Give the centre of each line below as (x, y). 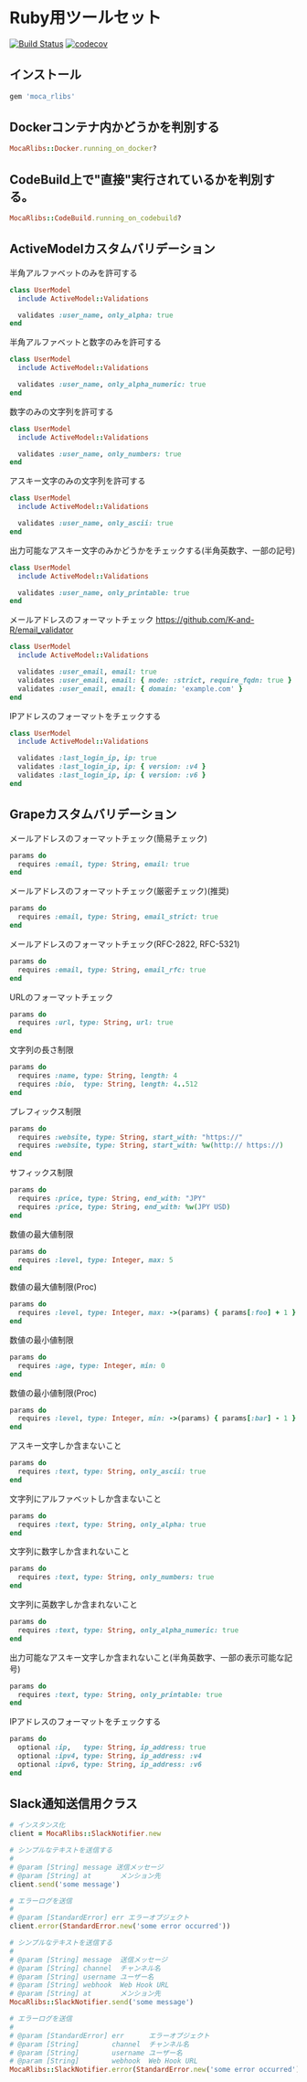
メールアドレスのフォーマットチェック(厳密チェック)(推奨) (120, 891)
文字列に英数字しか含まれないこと (74, 1604)
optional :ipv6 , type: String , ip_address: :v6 (110, 1764)
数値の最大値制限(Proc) (53, 1287)
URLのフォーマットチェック (62, 997)
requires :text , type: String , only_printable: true (120, 1694)
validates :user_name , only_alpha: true (95, 315)
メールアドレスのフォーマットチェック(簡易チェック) (109, 838)
